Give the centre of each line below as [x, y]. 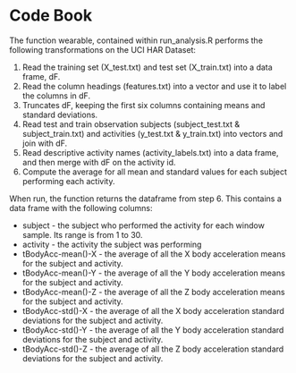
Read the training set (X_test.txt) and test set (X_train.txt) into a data [147, 67]
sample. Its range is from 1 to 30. [82, 234]
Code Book [51, 16]
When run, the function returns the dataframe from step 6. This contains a [145, 199]
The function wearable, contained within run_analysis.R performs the [136, 40]
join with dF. [45, 143]
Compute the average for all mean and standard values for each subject [155, 172]
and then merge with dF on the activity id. [99, 162]
